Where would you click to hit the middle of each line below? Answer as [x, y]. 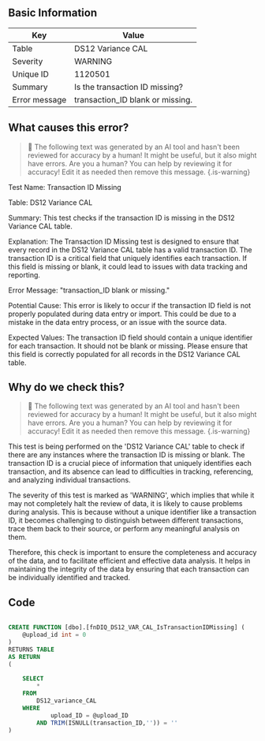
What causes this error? [69, 128]
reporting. [24, 274]
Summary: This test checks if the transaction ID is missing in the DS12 [121, 218]
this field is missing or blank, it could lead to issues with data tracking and [128, 266]
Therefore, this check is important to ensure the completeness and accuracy [132, 553]
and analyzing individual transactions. [70, 480]
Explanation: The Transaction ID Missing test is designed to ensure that [123, 241]
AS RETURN [24, 657]
